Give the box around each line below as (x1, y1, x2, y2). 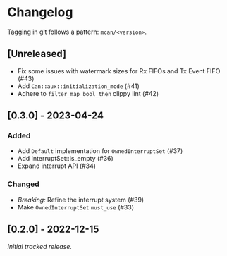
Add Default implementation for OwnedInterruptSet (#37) (17, 147, 183, 155)
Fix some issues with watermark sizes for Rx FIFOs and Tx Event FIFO (17, 66, 221, 75)
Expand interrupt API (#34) (17, 161, 97, 170)
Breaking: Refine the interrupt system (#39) (17, 195, 145, 204)
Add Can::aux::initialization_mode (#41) (17, 82, 140, 90)
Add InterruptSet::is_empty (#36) (17, 154, 114, 163)
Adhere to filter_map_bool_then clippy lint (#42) (17, 89, 159, 97)
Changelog (7, 4, 73, 20)
